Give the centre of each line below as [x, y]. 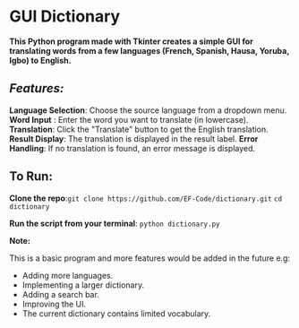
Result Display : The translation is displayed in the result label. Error [134, 138]
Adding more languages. [68, 275]
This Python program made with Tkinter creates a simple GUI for [131, 41]
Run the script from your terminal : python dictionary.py [115, 223]
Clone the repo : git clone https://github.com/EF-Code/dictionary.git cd [146, 198]
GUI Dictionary [65, 17]
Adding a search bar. [61, 294]
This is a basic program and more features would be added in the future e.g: [150, 258]
